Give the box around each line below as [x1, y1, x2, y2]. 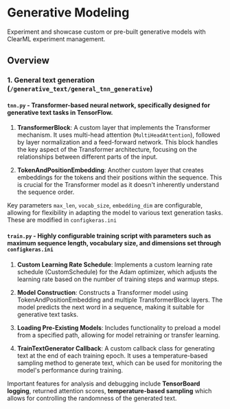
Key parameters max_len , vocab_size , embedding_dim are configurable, [7, 201, 203, 210]
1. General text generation [7, 76, 95, 85]
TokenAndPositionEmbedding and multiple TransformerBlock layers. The [16, 296, 223, 304]
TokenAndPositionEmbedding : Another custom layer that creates [16, 166, 205, 175]
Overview [7, 55, 50, 67]
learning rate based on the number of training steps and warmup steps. [16, 275, 220, 283]
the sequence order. [16, 188, 75, 197]
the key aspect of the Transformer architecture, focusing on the [16, 146, 197, 154]
